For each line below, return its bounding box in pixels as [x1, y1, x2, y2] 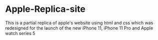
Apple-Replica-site [5, 3, 86, 15]
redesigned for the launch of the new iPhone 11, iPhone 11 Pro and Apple [5, 25, 154, 31]
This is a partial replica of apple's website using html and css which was [5, 20, 154, 26]
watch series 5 [5, 30, 36, 36]
